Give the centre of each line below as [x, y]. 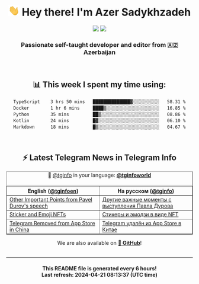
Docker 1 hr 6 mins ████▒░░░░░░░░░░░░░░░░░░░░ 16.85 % [99, 109]
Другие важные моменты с [137, 200]
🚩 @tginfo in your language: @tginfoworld [99, 175]
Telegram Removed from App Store [53, 223]
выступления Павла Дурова [138, 206]
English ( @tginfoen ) [53, 191]
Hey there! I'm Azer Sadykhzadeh [106, 12]
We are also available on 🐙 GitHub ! [99, 243]
